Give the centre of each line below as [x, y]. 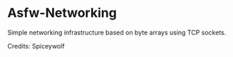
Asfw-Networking [62, 13]
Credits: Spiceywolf [36, 46]
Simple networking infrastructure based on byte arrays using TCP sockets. [117, 32]
